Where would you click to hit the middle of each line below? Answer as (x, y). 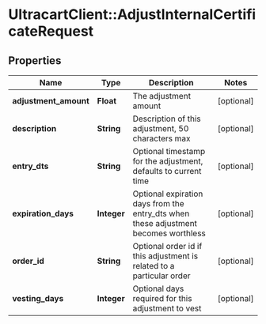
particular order (161, 276)
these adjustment (165, 223)
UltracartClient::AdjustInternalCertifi (132, 15)
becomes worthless (169, 233)
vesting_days (38, 298)
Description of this (167, 119)
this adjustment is (165, 256)
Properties (35, 60)
